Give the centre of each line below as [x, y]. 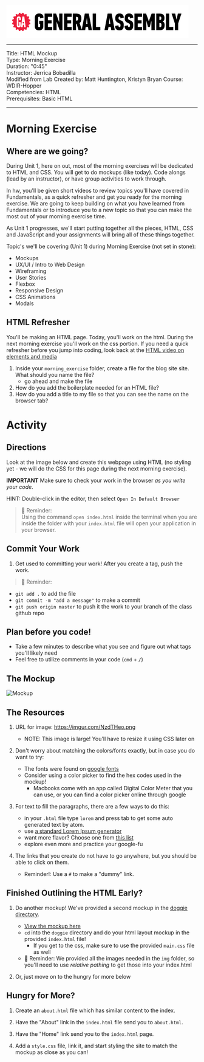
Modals [25, 303]
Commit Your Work [43, 549]
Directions [26, 448]
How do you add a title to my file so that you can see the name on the [102, 394]
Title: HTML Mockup [32, 53]
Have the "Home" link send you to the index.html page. [84, 1034]
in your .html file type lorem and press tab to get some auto [98, 818]
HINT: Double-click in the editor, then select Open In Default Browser [93, 498]
